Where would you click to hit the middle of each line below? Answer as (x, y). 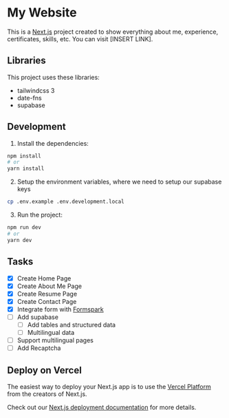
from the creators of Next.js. (47, 394)
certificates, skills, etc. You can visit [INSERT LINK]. (80, 38)
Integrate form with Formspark (61, 309)
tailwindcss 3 (36, 90)
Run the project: (40, 215)
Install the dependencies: (53, 143)
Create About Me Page (50, 286)
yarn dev (20, 240)
